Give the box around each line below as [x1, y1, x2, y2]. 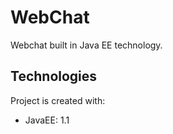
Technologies [10, 68, 98, 85]
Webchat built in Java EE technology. [10, 39, 163, 51]
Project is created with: [10, 94, 106, 106]
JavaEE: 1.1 [24, 114, 70, 126]
